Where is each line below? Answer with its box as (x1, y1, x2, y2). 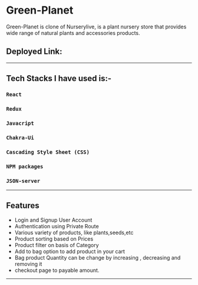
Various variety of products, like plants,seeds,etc (14, 229, 134, 236)
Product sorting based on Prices (14, 235, 94, 242)
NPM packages (6, 163, 44, 170)
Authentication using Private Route (14, 222, 99, 229)
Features (6, 200, 39, 210)
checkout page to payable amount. (14, 267, 100, 274)
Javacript (6, 119, 34, 127)
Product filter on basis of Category (14, 241, 99, 248)
